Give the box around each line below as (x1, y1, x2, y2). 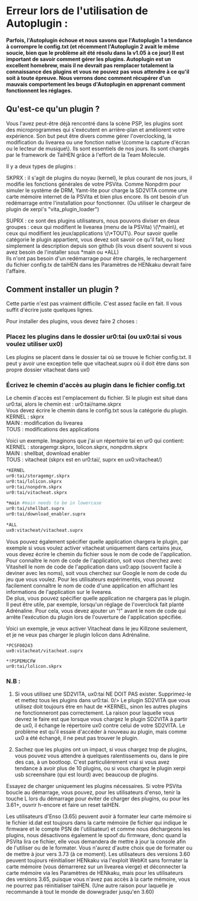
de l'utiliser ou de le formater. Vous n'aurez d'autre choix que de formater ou (6, 844, 193, 851)
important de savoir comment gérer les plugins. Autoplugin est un (6, 55, 171, 63)
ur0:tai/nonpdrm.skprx (6, 484, 62, 490)
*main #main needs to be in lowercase (6, 500, 102, 506)
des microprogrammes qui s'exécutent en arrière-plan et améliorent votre (6, 126, 185, 133)
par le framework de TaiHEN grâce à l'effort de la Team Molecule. (6, 151, 166, 158)
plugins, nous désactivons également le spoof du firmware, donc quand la (6, 832, 187, 839)
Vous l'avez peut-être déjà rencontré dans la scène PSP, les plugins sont (6, 120, 183, 127)
